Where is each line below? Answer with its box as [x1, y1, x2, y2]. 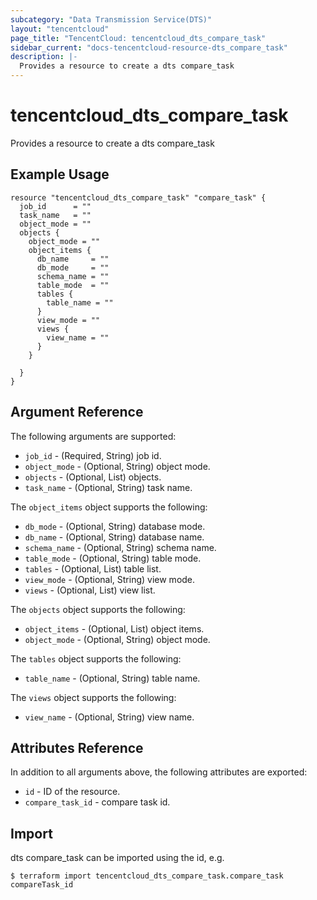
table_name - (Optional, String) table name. [24, 672, 201, 684]
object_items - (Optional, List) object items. [24, 622, 205, 635]
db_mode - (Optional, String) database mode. [24, 520, 206, 532]
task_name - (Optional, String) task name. [24, 481, 193, 493]
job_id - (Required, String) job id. [24, 449, 162, 461]
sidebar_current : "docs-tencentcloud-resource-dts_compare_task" [10, 42, 288, 53]
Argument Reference [10, 404, 144, 421]
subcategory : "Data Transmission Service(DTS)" [10, 14, 213, 25]
